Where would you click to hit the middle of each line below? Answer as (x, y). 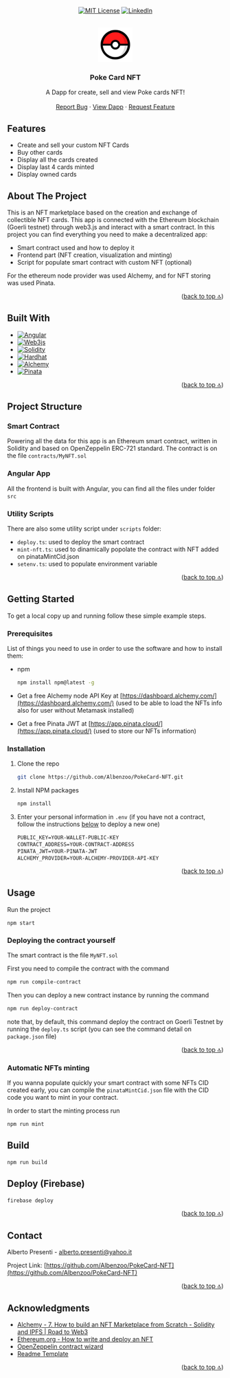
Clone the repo (38, 764)
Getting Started (41, 599)
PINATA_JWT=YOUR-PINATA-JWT (57, 852)
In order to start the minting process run (64, 1111)
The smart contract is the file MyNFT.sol (63, 955)
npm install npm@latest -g (56, 683)
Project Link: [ (27, 1265)
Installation (26, 748)
